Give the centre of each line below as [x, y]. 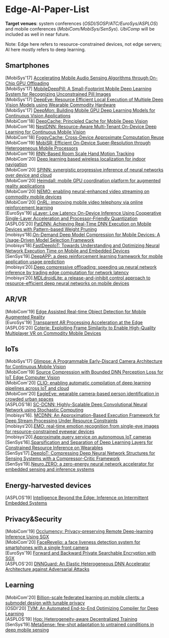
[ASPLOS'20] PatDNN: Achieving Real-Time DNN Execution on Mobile [78, 224]
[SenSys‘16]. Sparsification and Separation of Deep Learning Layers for [79, 442]
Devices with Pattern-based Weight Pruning [51, 229]
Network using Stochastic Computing [44, 410]
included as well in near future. [38, 34]
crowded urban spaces [29, 399]
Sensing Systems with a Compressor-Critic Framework [63, 458]
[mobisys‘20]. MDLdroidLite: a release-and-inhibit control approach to [78, 278]
